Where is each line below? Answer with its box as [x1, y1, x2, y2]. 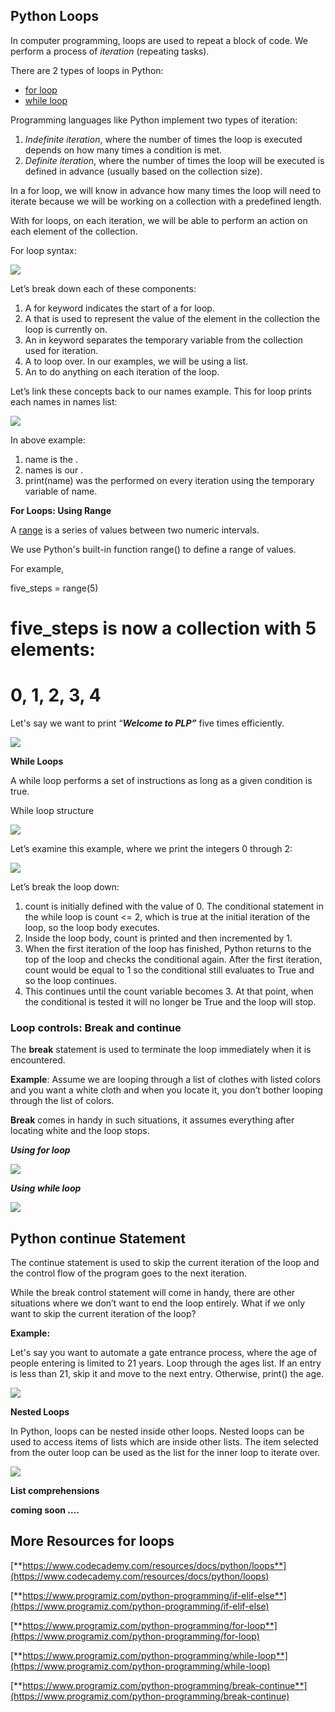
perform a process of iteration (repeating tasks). [10, 45, 210, 57]
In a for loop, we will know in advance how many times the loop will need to [10, 184, 322, 196]
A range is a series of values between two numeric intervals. [10, 524, 260, 536]
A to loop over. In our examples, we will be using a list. [24, 355, 249, 367]
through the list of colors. [10, 1095, 115, 1107]
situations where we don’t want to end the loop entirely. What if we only [10, 1297, 306, 1309]
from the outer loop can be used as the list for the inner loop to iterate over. [10, 1447, 321, 1459]
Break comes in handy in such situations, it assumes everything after [10, 1114, 295, 1126]
